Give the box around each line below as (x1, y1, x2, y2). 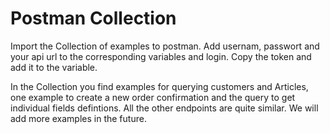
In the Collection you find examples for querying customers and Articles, (10, 80, 309, 92)
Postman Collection (10, 7, 177, 30)
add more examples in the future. (10, 112, 147, 124)
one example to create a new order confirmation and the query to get (10, 91, 296, 103)
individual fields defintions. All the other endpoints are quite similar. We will (10, 102, 319, 114)
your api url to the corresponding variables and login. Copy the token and (10, 50, 312, 62)
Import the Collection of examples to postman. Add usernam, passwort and (10, 40, 320, 52)
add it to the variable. (10, 61, 98, 73)
